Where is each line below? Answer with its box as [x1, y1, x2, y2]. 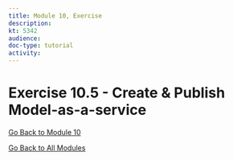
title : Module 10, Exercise [8, 11, 103, 20]
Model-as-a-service [8, 101, 147, 119]
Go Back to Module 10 [8, 127, 82, 137]
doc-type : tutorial [8, 42, 74, 50]
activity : [8, 49, 42, 57]
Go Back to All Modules [8, 142, 86, 153]
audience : [8, 34, 42, 43]
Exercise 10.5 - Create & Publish [8, 84, 226, 102]
